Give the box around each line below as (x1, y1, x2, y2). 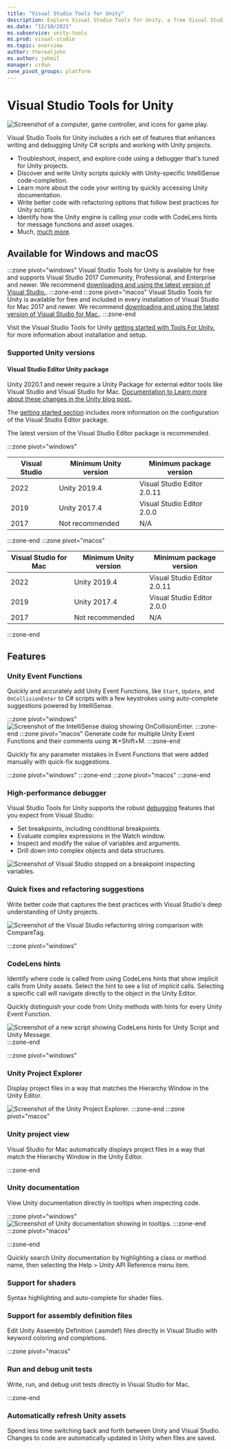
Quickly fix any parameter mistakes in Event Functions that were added (7, 750, 208, 759)
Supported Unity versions (7, 348, 95, 357)
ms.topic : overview (7, 42, 63, 49)
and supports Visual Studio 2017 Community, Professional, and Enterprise (7, 273, 216, 282)
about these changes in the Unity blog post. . (7, 395, 133, 404)
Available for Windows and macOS (7, 248, 159, 259)
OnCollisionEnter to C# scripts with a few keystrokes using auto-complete (7, 694, 219, 702)
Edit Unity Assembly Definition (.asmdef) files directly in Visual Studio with (7, 1326, 218, 1335)
